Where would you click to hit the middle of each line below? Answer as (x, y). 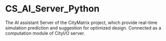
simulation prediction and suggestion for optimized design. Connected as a (83, 27)
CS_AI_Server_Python (52, 9)
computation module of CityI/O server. (45, 33)
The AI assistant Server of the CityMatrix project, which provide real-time (81, 22)
